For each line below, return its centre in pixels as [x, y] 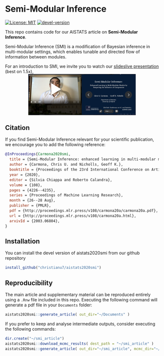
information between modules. [36, 56]
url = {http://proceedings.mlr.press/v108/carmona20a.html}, [73, 216]
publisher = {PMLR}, [30, 206]
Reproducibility [29, 283]
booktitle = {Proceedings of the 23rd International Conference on [80, 170]
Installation [22, 241]
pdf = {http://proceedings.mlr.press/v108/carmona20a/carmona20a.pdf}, [84, 211]
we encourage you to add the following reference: [55, 145]
